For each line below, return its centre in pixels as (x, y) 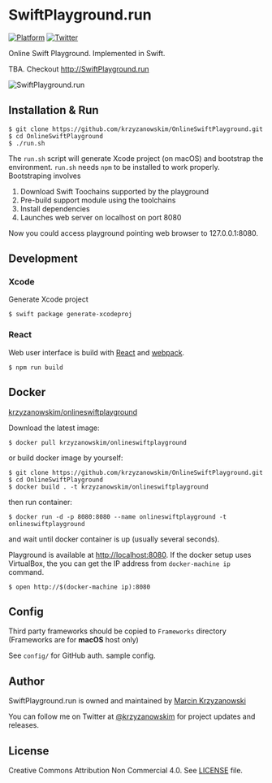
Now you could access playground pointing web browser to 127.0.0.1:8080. (133, 233)
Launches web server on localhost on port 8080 (101, 217)
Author (26, 681)
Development (43, 259)
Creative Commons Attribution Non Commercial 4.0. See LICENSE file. (126, 770)
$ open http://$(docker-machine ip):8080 (80, 587)
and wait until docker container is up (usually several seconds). (114, 539)
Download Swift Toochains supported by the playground (114, 191)
